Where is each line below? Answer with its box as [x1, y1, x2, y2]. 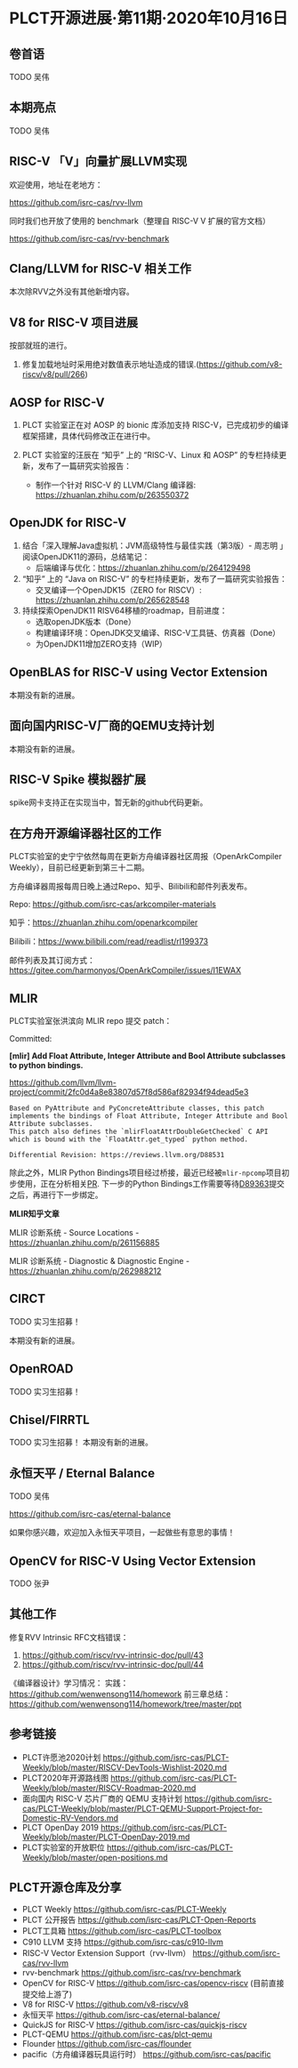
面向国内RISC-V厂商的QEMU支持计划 [9, 718, 215, 734]
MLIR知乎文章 [9, 1208, 60, 1219]
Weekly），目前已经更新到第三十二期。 [9, 862, 149, 873]
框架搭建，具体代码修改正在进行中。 [21, 430, 156, 441]
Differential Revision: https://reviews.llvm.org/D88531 [9, 1150, 225, 1159]
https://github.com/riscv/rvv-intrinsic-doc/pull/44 [21, 1659, 205, 1670]
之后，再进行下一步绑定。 [9, 1189, 103, 1200]
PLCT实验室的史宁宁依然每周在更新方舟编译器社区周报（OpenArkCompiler [9, 851, 282, 862]
